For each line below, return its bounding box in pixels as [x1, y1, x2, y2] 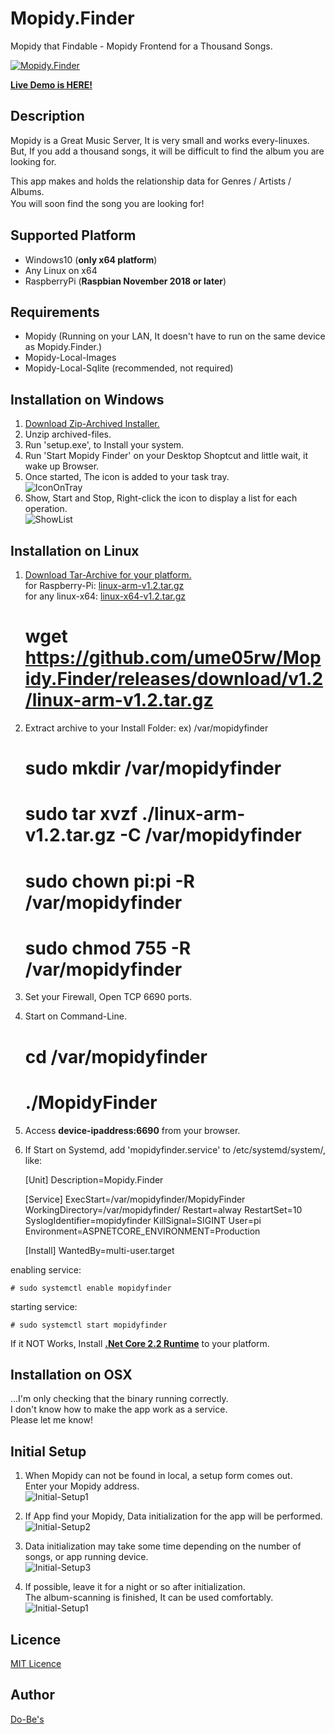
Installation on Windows [10, 391, 165, 408]
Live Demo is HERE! [10, 78, 93, 91]
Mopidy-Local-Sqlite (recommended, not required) [24, 362, 234, 374]
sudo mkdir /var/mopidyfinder [24, 757, 282, 780]
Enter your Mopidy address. [24, 1480, 140, 1492]
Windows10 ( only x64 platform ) [24, 253, 158, 266]
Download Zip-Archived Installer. [24, 418, 160, 430]
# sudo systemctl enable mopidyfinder [10, 1283, 172, 1293]
